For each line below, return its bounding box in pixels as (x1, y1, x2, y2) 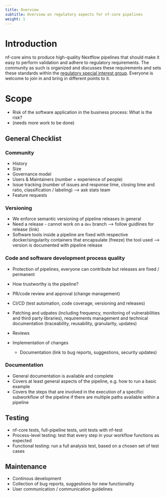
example (12, 383, 30, 389)
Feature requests (12, 192, 48, 198)
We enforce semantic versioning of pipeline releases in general (12, 216, 141, 222)
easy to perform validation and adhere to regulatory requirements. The (5, 60, 150, 66)
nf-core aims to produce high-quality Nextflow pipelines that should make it (5, 54, 160, 60)
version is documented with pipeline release (12, 242, 103, 248)
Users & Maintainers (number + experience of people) (12, 176, 123, 182)
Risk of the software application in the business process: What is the (12, 109, 153, 115)
